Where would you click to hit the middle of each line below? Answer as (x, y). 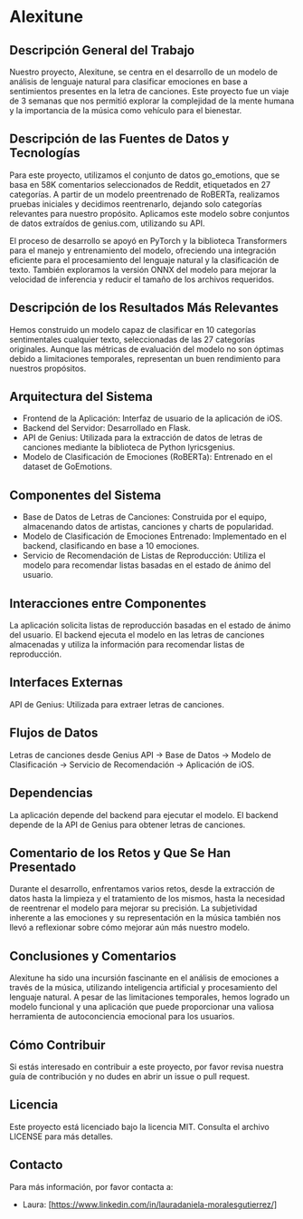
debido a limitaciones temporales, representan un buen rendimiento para (145, 358)
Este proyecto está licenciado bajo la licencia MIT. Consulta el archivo (139, 1126)
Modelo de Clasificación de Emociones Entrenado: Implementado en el (154, 536)
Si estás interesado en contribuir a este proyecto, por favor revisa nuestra (147, 1067)
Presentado (43, 867)
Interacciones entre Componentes (108, 604)
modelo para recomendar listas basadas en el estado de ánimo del (147, 565)
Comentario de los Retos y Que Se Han (120, 853)
